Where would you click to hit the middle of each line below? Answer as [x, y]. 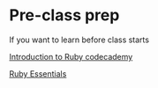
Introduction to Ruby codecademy [71, 56]
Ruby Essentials [38, 73]
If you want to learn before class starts [79, 40]
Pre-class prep [64, 15]
